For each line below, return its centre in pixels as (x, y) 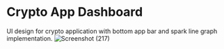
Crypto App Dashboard (75, 12)
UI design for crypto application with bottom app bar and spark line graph (112, 31)
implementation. (30, 38)
